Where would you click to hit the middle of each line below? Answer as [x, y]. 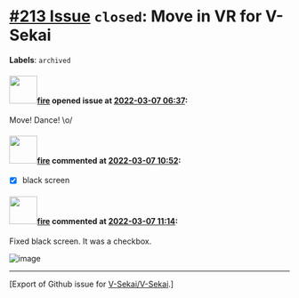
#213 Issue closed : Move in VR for [136, 16]
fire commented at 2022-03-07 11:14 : [108, 221]
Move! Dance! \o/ [41, 120]
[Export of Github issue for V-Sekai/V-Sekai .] [92, 284]
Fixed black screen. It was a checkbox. [81, 241]
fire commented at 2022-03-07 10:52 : [109, 160]
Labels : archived [40, 60]
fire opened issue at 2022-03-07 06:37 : [113, 101]
